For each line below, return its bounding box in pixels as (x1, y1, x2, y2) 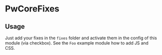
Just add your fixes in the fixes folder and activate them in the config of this (5, 35, 157, 41)
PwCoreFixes (5, 3, 59, 14)
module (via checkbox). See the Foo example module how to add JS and (5, 40, 149, 46)
